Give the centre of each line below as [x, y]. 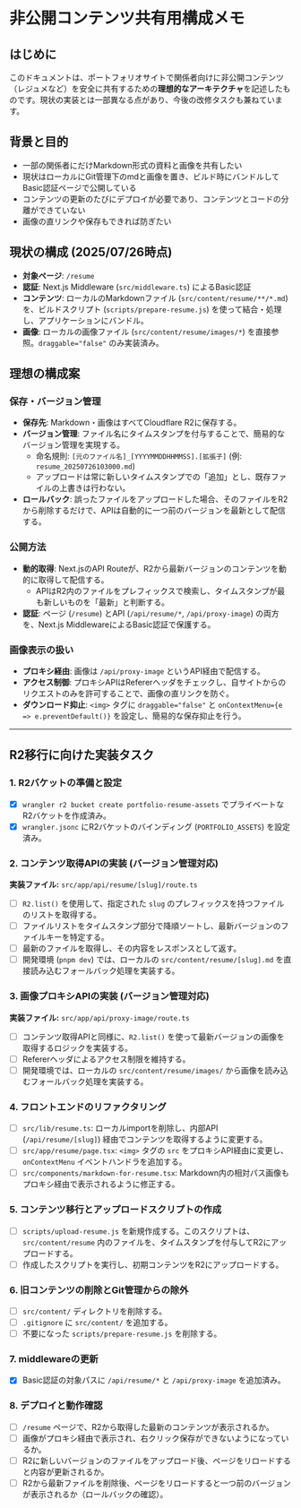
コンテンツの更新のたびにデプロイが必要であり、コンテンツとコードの [152, 199]
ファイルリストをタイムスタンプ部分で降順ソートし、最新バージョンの [151, 926]
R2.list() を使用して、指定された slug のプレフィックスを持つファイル [153, 904]
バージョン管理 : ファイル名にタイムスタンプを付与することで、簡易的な [153, 434]
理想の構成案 [45, 374]
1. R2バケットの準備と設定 [66, 783]
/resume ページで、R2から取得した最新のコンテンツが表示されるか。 [148, 1426]
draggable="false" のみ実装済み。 [101, 342]
